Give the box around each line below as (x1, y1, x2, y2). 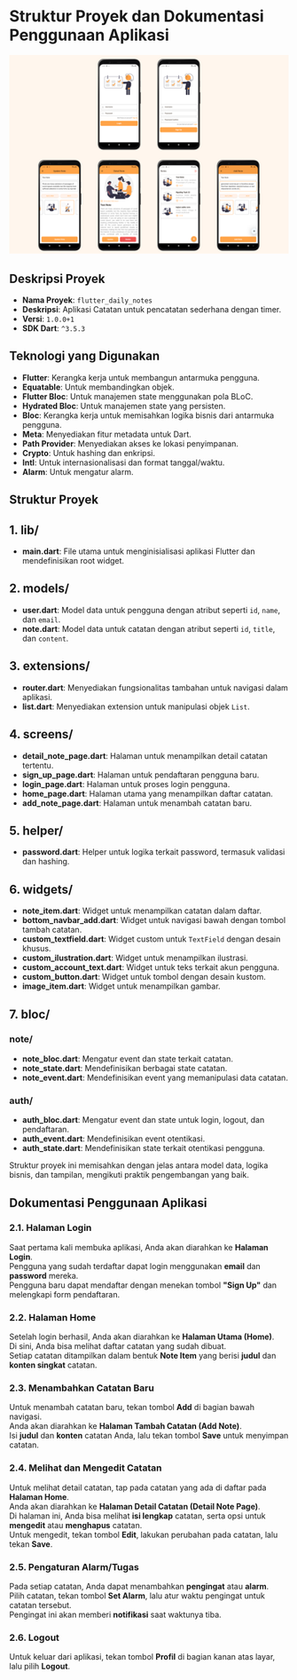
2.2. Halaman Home (9, 1311, 96, 1323)
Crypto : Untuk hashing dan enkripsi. (21, 447, 155, 458)
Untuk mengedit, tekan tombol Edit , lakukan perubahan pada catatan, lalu (9, 1529, 278, 1540)
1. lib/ (9, 522, 40, 538)
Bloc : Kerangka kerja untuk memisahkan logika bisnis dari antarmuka (21, 410, 275, 421)
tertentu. (21, 760, 54, 770)
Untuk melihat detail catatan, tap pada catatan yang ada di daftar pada (9, 1482, 267, 1493)
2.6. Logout (9, 1631, 60, 1644)
